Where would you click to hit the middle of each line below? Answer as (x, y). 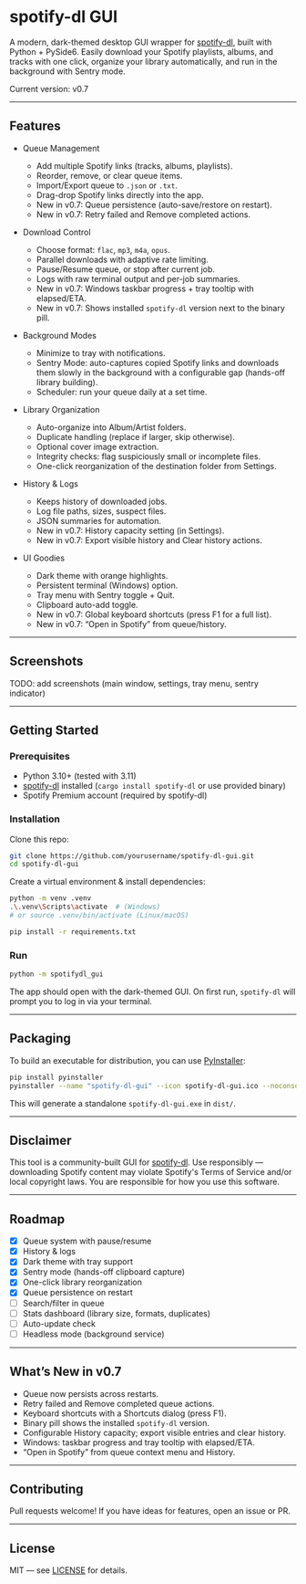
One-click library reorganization (82, 1282)
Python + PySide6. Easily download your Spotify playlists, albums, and (142, 51)
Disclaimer (41, 1140)
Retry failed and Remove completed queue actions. (118, 1403)
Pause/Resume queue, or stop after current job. (126, 269)
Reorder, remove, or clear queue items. (109, 175)
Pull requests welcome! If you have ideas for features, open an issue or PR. (150, 1511)
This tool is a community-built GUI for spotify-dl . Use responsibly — (137, 1162)
